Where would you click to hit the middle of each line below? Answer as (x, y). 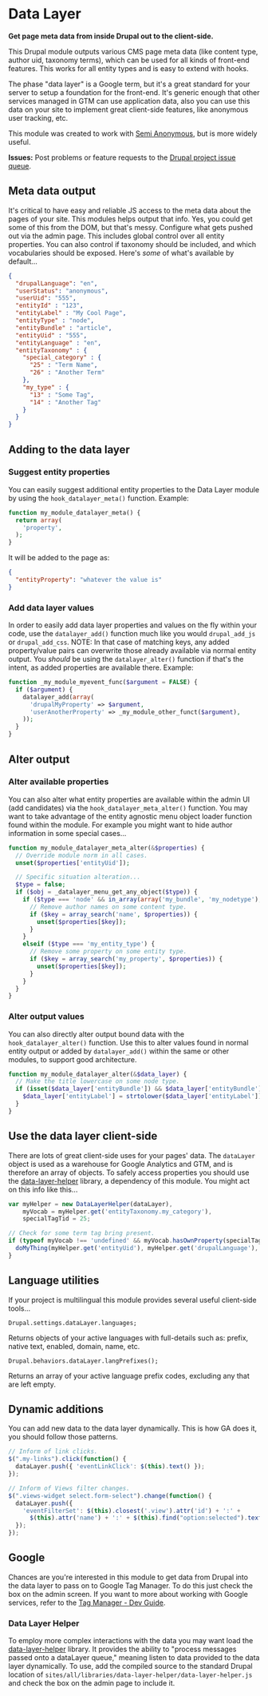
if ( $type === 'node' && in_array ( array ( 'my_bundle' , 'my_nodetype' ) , (142, 900)
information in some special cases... (67, 833)
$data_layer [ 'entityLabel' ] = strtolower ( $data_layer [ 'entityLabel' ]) (142, 1097)
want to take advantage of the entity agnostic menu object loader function (130, 816)
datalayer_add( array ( (58, 697)
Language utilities (54, 1281)
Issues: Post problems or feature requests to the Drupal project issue (122, 157)
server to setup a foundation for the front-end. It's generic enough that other (134, 92)
